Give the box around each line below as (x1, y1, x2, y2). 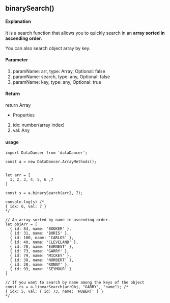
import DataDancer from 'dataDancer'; (5, 150, 88, 155)
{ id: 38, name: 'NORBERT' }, (10, 258, 74, 263)
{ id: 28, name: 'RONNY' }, (10, 262, 70, 267)
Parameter (5, 57, 28, 63)
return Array (5, 102, 31, 108)
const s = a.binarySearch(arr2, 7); (5, 191, 83, 196)
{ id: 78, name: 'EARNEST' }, (10, 244, 74, 249)
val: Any (12, 127, 30, 133)
